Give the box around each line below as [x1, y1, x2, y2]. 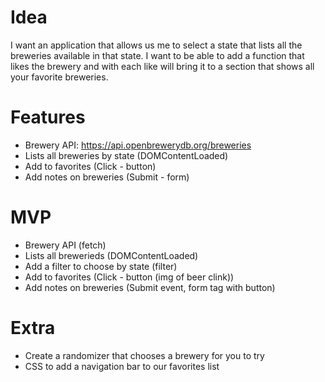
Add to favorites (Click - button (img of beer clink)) [24, 271, 235, 283]
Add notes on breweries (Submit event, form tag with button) [24, 281, 276, 293]
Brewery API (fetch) [24, 239, 107, 251]
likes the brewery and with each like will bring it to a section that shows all [10, 60, 315, 72]
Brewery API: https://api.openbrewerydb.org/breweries [24, 139, 252, 151]
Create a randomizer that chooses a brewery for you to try [24, 349, 265, 361]
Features [10, 106, 86, 129]
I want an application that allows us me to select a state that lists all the [10, 39, 303, 51]
